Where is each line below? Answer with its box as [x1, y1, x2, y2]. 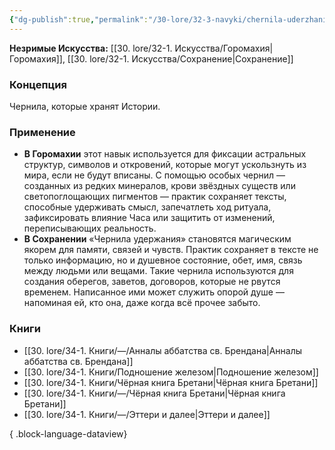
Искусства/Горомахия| [174, 42, 274, 54]
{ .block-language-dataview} [9, 427, 128, 440]
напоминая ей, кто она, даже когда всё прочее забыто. [23, 297, 261, 309]
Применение [9, 125, 76, 139]
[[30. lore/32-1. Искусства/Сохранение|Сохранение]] [67, 52, 294, 65]
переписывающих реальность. [23, 222, 157, 235]
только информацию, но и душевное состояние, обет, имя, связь [23, 254, 303, 266]
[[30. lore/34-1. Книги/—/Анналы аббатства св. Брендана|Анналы [23, 344, 303, 356]
